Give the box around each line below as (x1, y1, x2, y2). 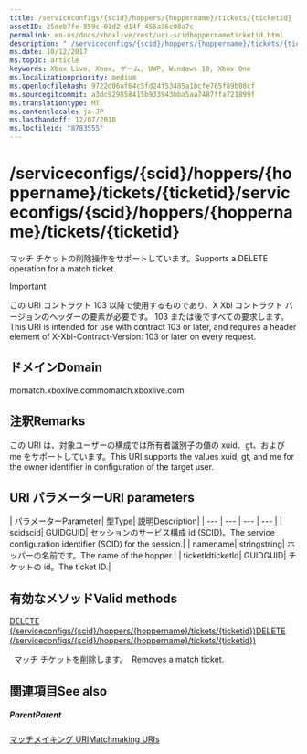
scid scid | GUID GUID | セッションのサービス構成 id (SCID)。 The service (9, 527, 276, 538)
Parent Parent (9, 709, 62, 720)
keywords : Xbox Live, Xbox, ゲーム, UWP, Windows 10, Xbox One (9, 65, 251, 74)
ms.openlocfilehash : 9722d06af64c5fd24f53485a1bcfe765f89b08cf (9, 81, 256, 90)
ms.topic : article (9, 56, 79, 65)
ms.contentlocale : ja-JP (9, 107, 104, 116)
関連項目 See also (9, 683, 108, 699)
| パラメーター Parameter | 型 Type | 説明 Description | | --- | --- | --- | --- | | (9, 515, 283, 526)
